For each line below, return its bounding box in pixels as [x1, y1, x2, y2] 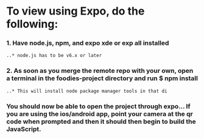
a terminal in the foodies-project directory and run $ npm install [6, 74, 198, 83]
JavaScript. [6, 124, 41, 133]
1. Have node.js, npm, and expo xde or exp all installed [6, 39, 169, 47]
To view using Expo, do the [6, 4, 145, 18]
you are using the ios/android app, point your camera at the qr [6, 109, 193, 118]
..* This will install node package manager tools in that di [6, 88, 167, 94]
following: [6, 17, 58, 31]
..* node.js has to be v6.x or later [6, 53, 102, 59]
